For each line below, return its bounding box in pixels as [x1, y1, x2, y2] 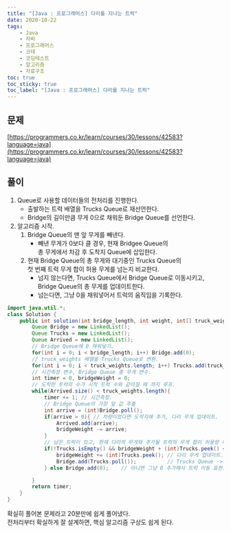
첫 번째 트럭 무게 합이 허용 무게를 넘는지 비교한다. [27, 264, 159, 273]
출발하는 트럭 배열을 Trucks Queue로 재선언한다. [27, 205, 159, 213]
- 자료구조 [19, 67, 45, 74]
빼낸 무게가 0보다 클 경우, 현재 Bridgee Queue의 [37, 239, 168, 247]
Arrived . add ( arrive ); [56, 419, 118, 427]
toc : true [7, 74, 36, 81]
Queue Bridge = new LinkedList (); [32, 324, 131, 331]
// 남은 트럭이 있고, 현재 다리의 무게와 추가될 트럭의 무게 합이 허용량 [43, 439, 219, 446]
